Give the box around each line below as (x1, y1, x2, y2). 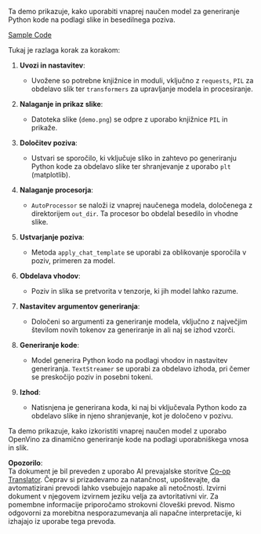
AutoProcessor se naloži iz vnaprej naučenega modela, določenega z (31, 200, 253, 210)
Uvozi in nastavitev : (19, 60, 85, 70)
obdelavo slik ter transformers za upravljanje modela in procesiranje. (31, 84, 253, 93)
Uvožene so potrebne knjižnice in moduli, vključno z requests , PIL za (31, 76, 254, 85)
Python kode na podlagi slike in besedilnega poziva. (8, 15, 176, 24)
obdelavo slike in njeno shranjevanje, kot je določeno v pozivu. (31, 411, 234, 420)
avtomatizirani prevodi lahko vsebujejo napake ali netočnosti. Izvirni (8, 483, 227, 492)
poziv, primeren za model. (31, 256, 116, 265)
